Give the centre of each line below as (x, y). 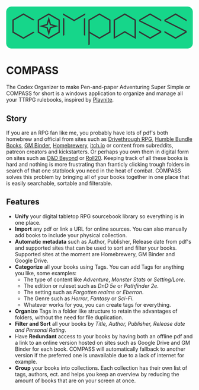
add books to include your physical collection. (71, 235)
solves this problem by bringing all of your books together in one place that (98, 177)
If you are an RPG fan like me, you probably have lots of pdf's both (87, 133)
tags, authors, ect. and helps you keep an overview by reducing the (97, 374)
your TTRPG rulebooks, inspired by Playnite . (60, 100)
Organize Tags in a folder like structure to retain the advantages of (96, 311)
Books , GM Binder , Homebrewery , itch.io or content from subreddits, (90, 146)
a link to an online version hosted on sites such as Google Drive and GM (102, 342)
